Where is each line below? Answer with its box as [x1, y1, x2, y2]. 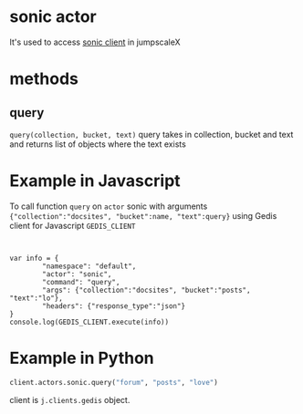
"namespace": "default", [42, 262, 137, 271]
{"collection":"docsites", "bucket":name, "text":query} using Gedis [9, 210, 277, 221]
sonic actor [9, 6, 98, 27]
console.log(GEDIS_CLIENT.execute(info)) [9, 317, 170, 326]
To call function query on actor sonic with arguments [9, 201, 208, 212]
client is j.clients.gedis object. [9, 394, 131, 405]
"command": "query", [42, 277, 120, 286]
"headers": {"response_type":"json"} [42, 301, 185, 311]
